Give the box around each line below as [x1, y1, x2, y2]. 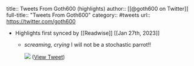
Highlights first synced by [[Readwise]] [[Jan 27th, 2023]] [15, 29, 160, 37]
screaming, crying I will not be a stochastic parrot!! [24, 41, 152, 48]
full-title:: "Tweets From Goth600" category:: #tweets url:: [6, 11, 150, 19]
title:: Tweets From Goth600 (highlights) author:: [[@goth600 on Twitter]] [6, 5, 189, 12]
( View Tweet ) [32, 53, 65, 61]
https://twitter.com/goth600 [6, 18, 76, 25]
